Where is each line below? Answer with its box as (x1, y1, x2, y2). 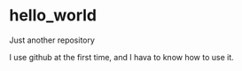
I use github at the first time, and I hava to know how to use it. (9, 51, 235, 62)
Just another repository (9, 35, 96, 45)
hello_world (9, 5, 98, 26)
